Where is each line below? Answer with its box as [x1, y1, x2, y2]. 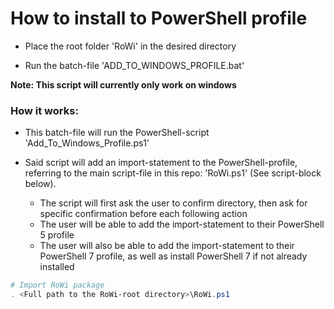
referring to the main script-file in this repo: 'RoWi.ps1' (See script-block [24, 167, 322, 179]
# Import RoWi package [10, 280, 105, 291]
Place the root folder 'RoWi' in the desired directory [24, 40, 237, 52]
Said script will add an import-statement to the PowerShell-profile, [24, 157, 298, 169]
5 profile [39, 229, 75, 241]
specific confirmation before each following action [39, 208, 248, 220]
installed [39, 261, 75, 273]
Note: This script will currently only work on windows [10, 78, 237, 91]
